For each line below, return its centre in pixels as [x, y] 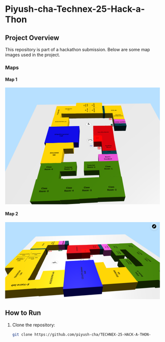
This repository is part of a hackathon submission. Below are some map [78, 50]
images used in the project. [33, 55]
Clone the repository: [34, 325]
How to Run [23, 313]
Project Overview [32, 38]
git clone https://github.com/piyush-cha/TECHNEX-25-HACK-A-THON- [82, 334]
